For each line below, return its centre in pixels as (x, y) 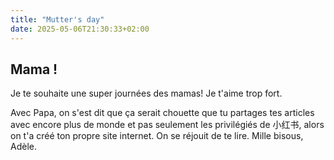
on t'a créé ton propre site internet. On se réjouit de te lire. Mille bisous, (157, 136)
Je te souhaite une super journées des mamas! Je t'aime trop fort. (146, 93)
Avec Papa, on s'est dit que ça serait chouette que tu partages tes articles (162, 113)
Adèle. (23, 147)
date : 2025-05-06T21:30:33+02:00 (80, 29)
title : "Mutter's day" (57, 19)
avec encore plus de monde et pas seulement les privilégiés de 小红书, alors (167, 125)
